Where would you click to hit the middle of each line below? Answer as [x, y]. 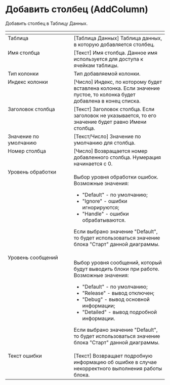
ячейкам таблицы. [96, 65]
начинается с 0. [93, 163]
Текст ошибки [25, 356]
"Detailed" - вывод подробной [120, 312]
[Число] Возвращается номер [111, 151]
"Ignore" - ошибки [105, 201]
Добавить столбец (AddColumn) [77, 9]
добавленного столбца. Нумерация [117, 157]
